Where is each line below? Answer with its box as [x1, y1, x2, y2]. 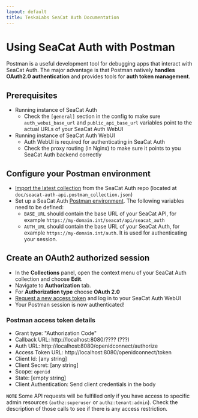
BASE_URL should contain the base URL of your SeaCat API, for [23, 210, 177, 217]
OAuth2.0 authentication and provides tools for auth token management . [6, 73, 191, 80]
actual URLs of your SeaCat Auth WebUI [23, 126, 124, 133]
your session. [23, 236, 58, 243]
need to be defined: [14, 204, 64, 211]
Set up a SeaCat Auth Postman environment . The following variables [14, 197, 184, 204]
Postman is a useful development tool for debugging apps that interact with [6, 60, 193, 67]
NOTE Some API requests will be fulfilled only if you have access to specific [6, 392, 190, 400]
